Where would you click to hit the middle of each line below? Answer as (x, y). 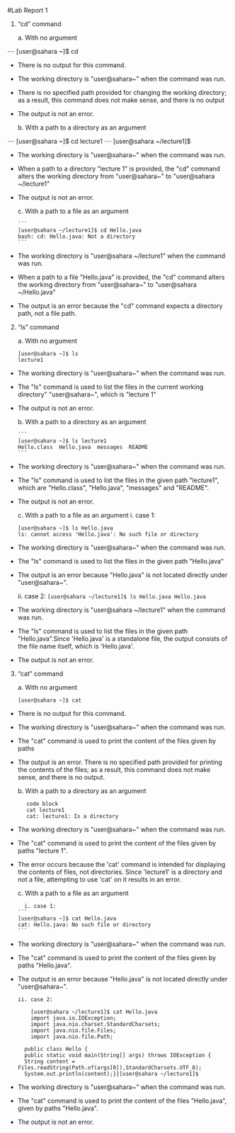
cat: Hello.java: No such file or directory (84, 925)
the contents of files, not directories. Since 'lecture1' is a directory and (120, 872)
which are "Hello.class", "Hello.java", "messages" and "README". (113, 488)
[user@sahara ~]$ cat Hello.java (67, 918)
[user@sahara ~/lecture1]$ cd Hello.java (79, 230)
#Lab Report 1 (28, 10)
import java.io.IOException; (74, 1018)
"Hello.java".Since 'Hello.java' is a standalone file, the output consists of (122, 639)
